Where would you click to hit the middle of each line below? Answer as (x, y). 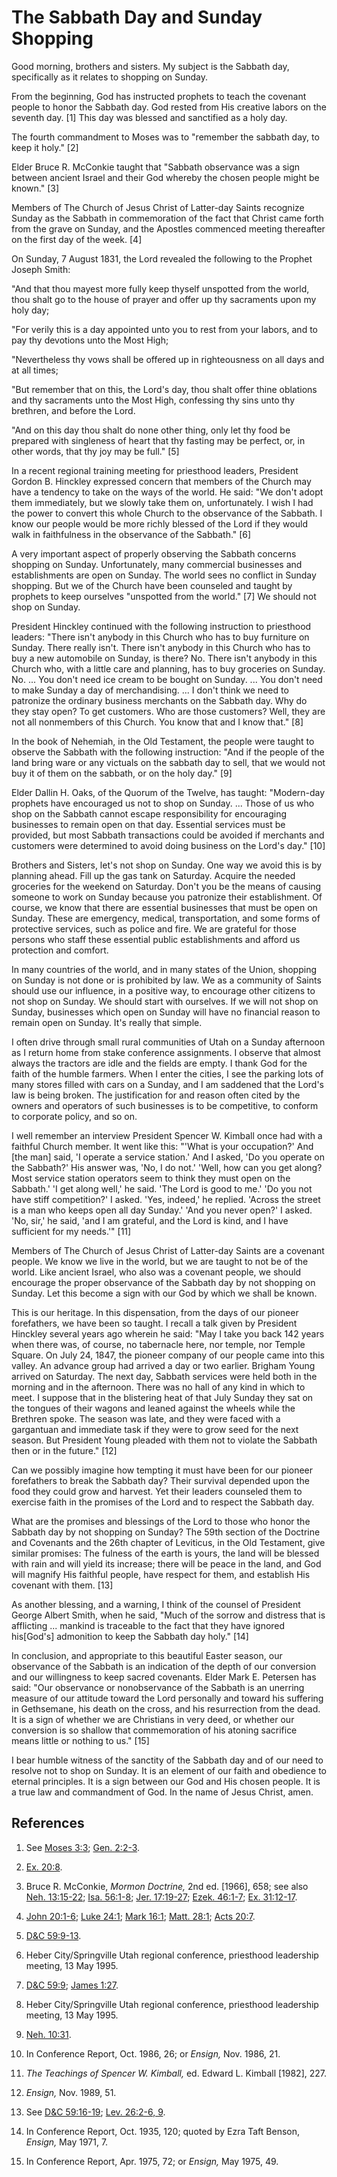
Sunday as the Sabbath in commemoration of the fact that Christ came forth (167, 218)
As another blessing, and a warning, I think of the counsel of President (156, 1604)
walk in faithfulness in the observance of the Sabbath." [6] (131, 534)
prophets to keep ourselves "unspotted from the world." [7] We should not (164, 596)
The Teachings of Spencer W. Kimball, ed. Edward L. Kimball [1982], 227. (176, 2073)
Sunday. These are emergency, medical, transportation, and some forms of (166, 918)
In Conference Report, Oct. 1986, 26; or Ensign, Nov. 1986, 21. (153, 2053)
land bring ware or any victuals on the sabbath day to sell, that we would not (168, 762)
